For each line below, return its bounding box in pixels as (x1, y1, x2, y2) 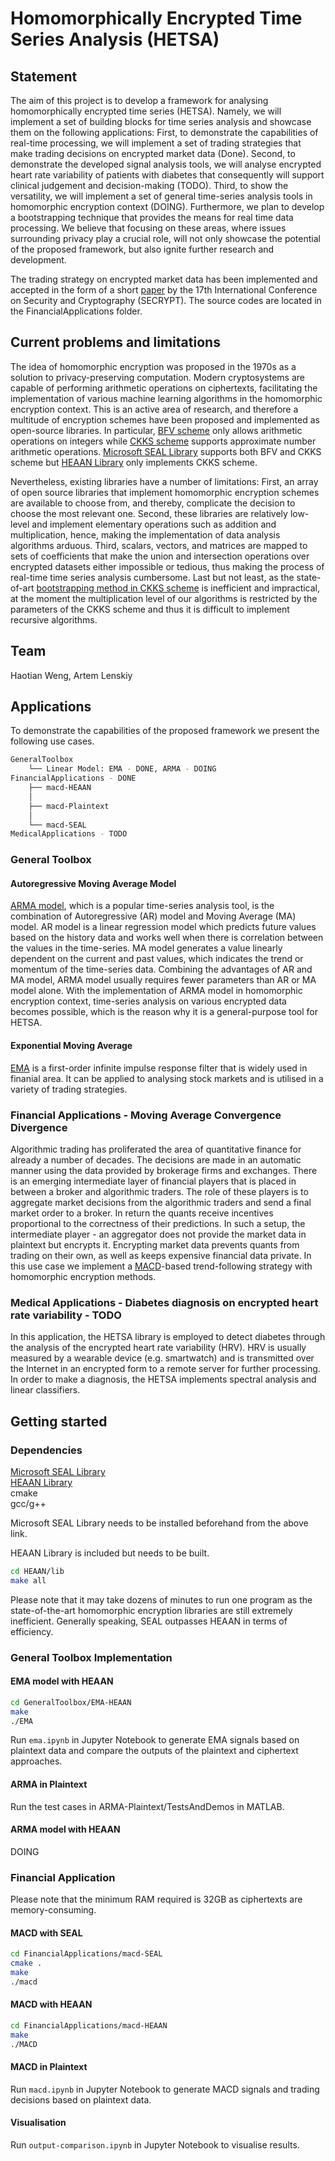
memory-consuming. (10, 1904, 97, 1916)
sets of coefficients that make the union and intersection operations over (10, 550, 310, 562)
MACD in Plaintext (10, 2061, 88, 2073)
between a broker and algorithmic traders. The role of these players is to (10, 1185, 309, 1197)
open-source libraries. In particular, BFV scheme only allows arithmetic (10, 424, 303, 436)
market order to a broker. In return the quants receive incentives (10, 1207, 274, 1219)
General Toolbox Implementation (10, 1650, 173, 1664)
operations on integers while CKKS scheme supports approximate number (10, 435, 317, 447)
